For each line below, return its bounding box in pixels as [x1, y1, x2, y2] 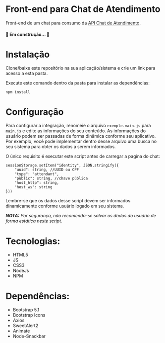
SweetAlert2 [12, 323, 39, 329]
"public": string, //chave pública [14, 176, 88, 181]
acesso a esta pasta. [5, 71, 48, 77]
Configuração [5, 106, 64, 117]
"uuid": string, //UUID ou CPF [14, 168, 79, 172]
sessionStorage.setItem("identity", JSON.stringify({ [5, 163, 119, 168]
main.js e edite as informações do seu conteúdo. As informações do [5, 128, 146, 134]
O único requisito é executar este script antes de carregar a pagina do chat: [5, 153, 160, 160]
